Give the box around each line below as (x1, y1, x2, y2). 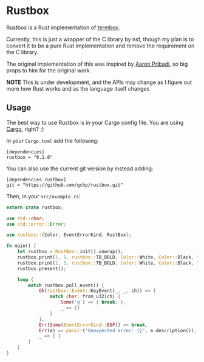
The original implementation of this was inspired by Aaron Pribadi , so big (6, 60, 188, 68)
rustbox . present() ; (17, 265, 67, 271)
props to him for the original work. (6, 66, 92, 74)
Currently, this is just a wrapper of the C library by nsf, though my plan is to (6, 35, 194, 43)
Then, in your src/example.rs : (6, 192, 81, 200)
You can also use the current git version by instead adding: (6, 165, 154, 172)
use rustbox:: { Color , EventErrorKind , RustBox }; (6, 232, 132, 238)
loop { (17, 276, 34, 283)
